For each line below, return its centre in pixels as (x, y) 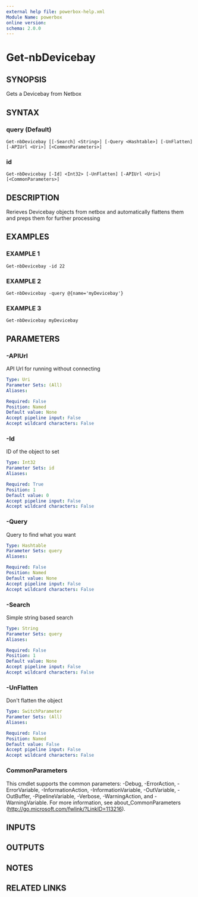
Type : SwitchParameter (34, 712)
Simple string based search (40, 617)
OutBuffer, (19, 796)
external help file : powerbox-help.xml (56, 12)
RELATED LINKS (36, 888)
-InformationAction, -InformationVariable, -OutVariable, (109, 790)
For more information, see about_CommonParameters (115, 802)
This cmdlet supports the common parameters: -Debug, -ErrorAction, (91, 783)
